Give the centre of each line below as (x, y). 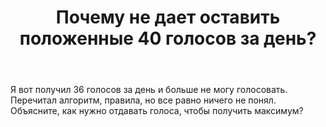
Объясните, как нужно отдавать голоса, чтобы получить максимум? (157, 111)
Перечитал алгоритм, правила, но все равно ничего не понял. (143, 100)
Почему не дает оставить (168, 17)
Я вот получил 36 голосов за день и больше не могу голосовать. (149, 90)
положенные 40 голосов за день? (168, 38)
